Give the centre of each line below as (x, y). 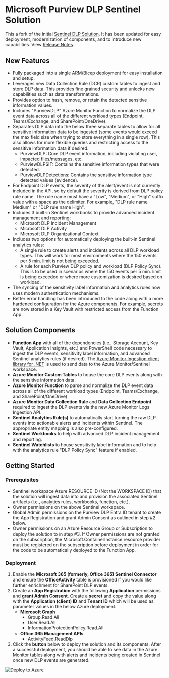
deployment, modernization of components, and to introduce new (73, 39)
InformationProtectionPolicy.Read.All (66, 628)
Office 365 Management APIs (52, 633)
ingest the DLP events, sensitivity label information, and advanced (81, 353)
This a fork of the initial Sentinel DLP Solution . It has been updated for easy (83, 34)
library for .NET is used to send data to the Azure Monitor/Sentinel (81, 364)
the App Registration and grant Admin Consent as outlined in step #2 (84, 518)
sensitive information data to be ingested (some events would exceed (85, 132)
